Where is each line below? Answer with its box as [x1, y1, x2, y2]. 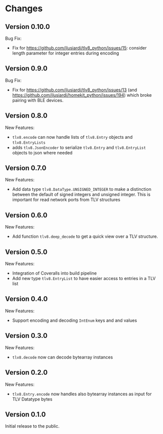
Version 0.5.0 [5, 248, 48, 256]
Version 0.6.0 [5, 211, 48, 219]
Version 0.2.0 [5, 368, 48, 377]
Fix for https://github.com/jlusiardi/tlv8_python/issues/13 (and [12, 87, 137, 93]
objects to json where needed [12, 150, 73, 155]
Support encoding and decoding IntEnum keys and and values [12, 317, 137, 323]
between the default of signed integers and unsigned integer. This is [12, 192, 151, 198]
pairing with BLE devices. [12, 97, 64, 103]
